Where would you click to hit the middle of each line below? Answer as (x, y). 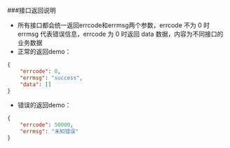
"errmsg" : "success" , (51, 78)
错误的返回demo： (44, 105)
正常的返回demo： (44, 52)
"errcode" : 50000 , (47, 125)
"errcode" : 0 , (40, 71)
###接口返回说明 (32, 10)
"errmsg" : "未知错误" (49, 132)
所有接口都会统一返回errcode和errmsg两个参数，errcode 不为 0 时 (114, 25)
